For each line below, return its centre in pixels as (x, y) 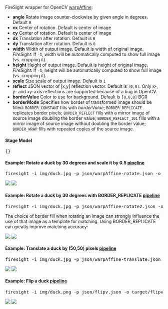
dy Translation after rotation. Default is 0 (54, 44)
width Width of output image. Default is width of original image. (78, 49)
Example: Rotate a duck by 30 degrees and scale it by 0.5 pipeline (75, 163)
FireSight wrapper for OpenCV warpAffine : (49, 7)
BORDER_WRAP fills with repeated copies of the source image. (73, 129)
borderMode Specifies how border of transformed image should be (82, 102)
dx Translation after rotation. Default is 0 (54, 38)
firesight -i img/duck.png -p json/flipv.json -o (67, 292)
